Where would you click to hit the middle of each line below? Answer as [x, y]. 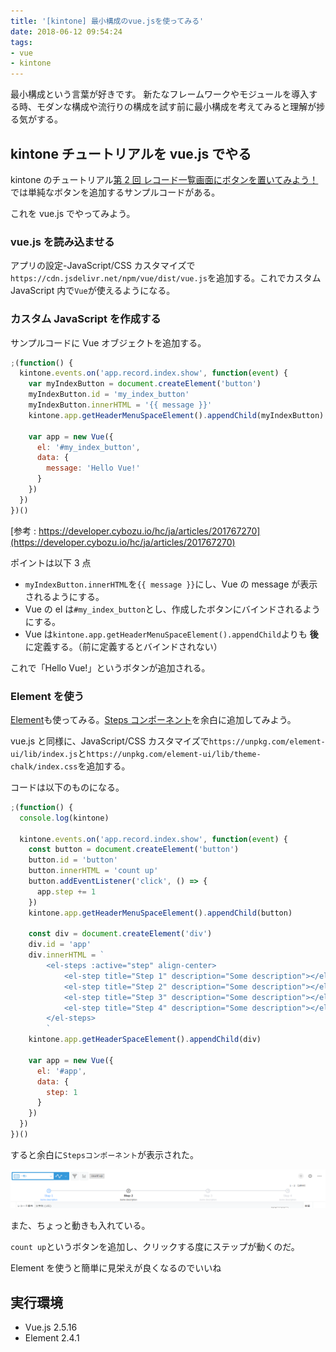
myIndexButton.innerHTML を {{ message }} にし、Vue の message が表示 [171, 584]
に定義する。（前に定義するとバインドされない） [123, 646]
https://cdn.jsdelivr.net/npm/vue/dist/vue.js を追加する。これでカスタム [166, 278]
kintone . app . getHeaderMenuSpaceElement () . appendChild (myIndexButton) [176, 415]
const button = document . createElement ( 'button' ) [134, 850]
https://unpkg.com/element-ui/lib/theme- [174, 754]
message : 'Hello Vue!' [93, 468]
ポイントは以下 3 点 [51, 562]
